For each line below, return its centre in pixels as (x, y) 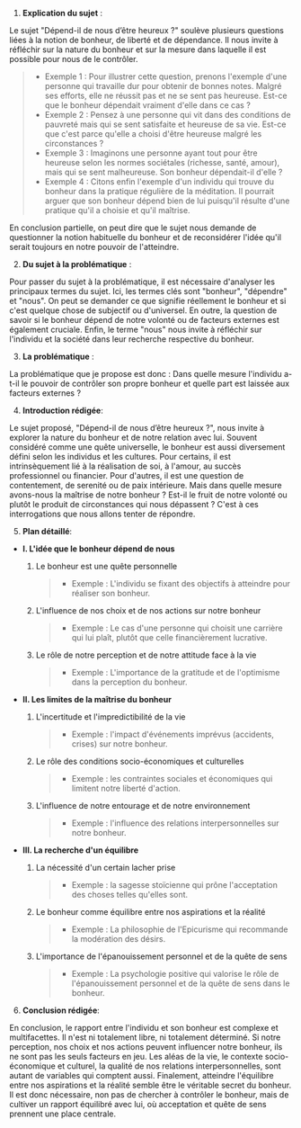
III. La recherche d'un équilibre (80, 850)
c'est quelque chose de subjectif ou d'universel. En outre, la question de (143, 310)
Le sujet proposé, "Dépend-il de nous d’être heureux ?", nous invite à (137, 428)
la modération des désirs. (119, 939)
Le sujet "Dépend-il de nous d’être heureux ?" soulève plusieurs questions (147, 30)
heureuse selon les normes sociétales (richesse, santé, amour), (162, 162)
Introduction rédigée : (62, 410)
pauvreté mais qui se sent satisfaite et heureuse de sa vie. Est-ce (165, 124)
